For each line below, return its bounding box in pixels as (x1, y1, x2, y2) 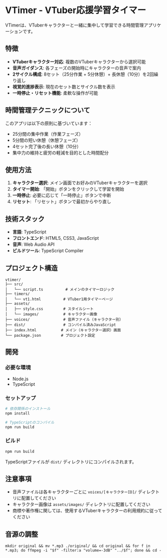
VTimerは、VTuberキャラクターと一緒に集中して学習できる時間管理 (5, 22, 144, 28)
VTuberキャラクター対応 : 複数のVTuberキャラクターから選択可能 (12, 59, 146, 65)
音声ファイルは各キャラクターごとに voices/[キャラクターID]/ (12, 489, 137, 495)
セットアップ (5, 394, 36, 401)
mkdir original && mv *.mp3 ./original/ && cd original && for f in (5, 543, 151, 548)
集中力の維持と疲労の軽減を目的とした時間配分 (12, 150, 109, 156)
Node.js (12, 376, 29, 382)
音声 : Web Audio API (12, 241, 55, 248)
